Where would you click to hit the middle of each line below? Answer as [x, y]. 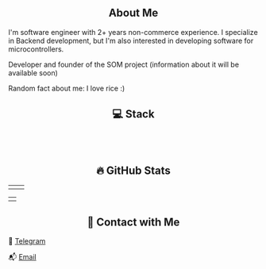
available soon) [33, 73]
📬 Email [23, 257]
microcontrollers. [36, 49]
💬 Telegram [27, 241]
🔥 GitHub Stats [133, 171]
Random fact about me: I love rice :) [67, 88]
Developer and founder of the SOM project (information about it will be [124, 64]
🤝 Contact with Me [133, 222]
